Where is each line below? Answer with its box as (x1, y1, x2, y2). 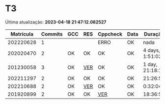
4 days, (143, 47, 161, 54)
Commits (41, 30, 63, 37)
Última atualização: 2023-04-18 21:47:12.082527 (5, 19, 107, 25)
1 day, (143, 61, 158, 67)
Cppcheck (97, 30, 123, 37)
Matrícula (10, 30, 33, 37)
